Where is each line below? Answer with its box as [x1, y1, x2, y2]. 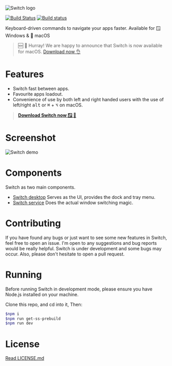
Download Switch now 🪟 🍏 [17, 112, 77, 118]
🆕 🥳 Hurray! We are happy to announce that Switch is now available [17, 43, 163, 48]
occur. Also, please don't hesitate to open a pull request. [5, 251, 125, 257]
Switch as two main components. [5, 184, 75, 190]
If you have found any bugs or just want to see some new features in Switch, [5, 234, 167, 241]
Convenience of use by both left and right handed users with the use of [12, 96, 164, 102]
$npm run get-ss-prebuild [5, 316, 61, 321]
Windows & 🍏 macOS [5, 32, 50, 39]
